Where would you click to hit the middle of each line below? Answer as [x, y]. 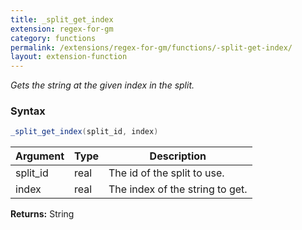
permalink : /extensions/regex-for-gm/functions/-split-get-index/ [151, 47]
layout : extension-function [69, 57]
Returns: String [42, 214]
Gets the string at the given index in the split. [102, 85]
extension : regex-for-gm [62, 29]
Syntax [28, 111]
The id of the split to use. [166, 173]
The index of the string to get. [178, 189]
